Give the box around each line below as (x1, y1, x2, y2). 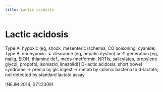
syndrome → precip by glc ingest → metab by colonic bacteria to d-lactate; (5, 66, 159, 72)
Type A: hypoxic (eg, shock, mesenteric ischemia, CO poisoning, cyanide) (5, 45, 156, 51)
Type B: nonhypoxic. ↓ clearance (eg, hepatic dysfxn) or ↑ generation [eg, (5, 50, 159, 56)
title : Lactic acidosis (5, 7, 54, 12)
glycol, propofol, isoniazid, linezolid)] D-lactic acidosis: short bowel (5, 61, 142, 67)
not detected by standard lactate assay (5, 72, 85, 78)
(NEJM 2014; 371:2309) (5, 81, 54, 87)
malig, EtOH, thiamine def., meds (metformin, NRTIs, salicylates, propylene (5, 56, 158, 62)
